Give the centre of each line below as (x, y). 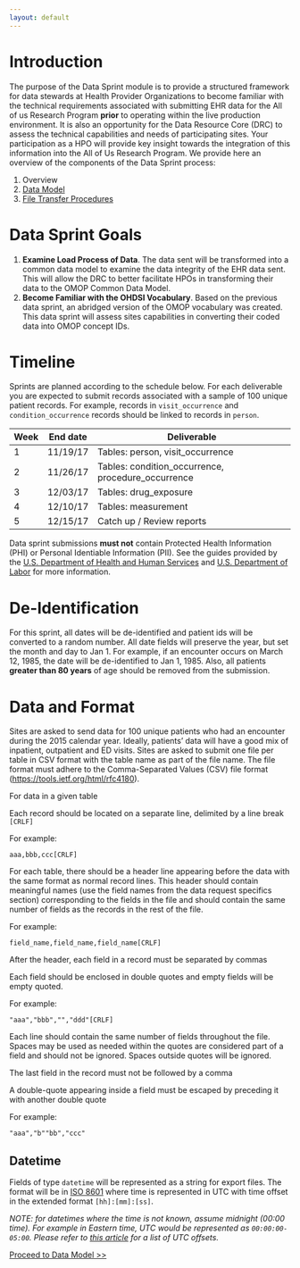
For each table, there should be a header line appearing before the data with (150, 872)
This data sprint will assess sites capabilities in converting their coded (151, 316)
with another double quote (58, 1100)
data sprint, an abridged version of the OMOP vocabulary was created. (152, 307)
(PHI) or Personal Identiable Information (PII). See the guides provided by (144, 553)
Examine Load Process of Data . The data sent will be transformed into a (155, 259)
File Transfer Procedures (68, 198)
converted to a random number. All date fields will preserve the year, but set (149, 642)
